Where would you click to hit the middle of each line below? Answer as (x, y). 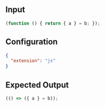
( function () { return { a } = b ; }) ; (53, 23)
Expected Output (37, 85)
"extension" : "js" (33, 61)
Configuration (32, 42)
